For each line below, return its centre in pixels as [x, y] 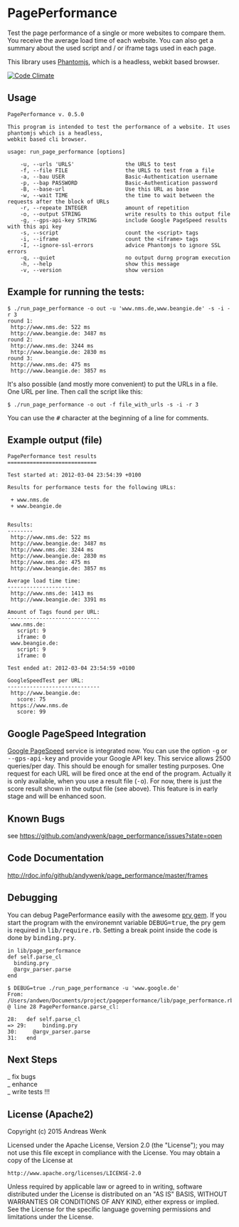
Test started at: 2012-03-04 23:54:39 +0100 [74, 475]
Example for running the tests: [76, 292]
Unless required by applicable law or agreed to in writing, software [105, 1186]
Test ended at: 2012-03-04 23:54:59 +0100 [71, 668]
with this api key [34, 226]
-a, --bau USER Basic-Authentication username [119, 177]
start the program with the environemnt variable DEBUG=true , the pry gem [117, 922]
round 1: [20, 321]
